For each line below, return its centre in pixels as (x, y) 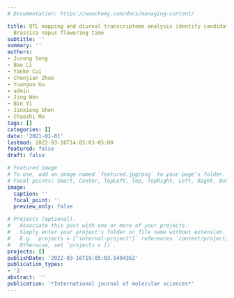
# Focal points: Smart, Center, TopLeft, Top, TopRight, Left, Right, (112, 181)
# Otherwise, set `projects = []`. (62, 245)
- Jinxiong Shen (31, 110)
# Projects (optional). (42, 220)
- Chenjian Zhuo (31, 78)
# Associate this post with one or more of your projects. (98, 226)
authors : (20, 52)
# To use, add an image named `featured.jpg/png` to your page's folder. (117, 174)
